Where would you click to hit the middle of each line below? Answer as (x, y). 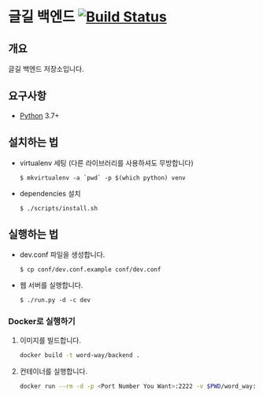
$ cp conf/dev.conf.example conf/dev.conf (90, 270)
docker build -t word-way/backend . (80, 355)
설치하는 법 (33, 142)
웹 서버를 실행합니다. (51, 285)
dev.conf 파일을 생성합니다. (62, 255)
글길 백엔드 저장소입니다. (46, 69)
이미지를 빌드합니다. (50, 340)
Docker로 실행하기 (42, 322)
